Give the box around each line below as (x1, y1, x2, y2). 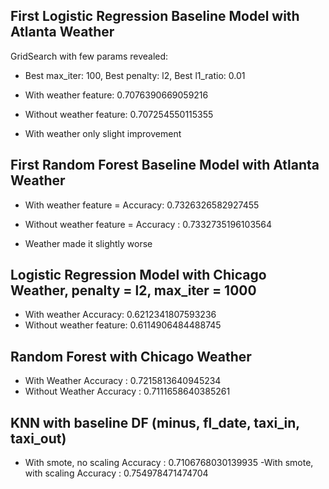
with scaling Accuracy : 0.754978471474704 (24, 467, 209, 479)
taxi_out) (10, 430, 67, 447)
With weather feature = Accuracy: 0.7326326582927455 (24, 199, 260, 211)
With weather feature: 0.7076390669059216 (24, 89, 209, 101)
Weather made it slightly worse (24, 237, 153, 249)
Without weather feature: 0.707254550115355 (24, 108, 214, 120)
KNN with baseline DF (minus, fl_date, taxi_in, (10, 414, 300, 431)
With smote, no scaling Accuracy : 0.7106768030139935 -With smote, (24, 457, 314, 469)
